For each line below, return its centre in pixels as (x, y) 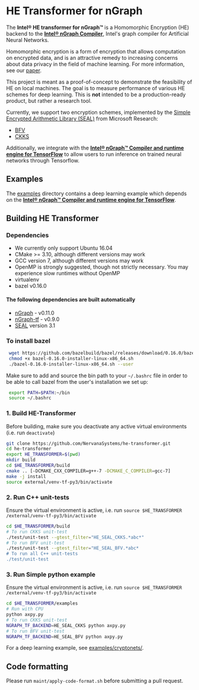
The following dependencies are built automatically (71, 300)
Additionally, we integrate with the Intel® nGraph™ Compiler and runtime (95, 148)
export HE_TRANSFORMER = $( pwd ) (44, 454)
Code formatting (37, 667)
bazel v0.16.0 (31, 286)
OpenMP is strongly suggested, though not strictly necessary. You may (101, 267)
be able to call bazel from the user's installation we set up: (77, 381)
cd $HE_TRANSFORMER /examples (42, 603)
